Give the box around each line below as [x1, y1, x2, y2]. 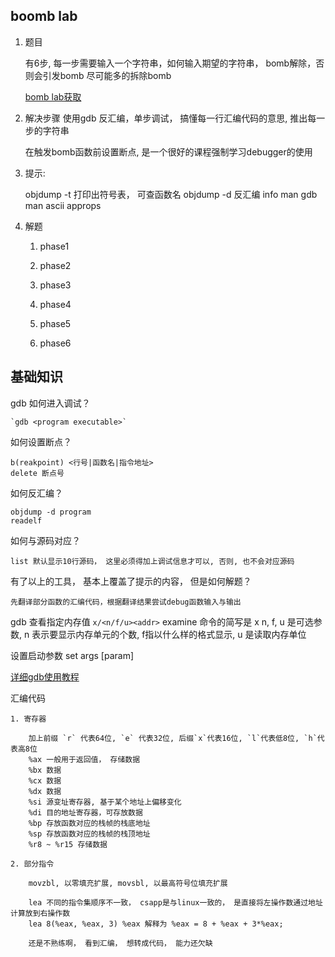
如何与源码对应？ [10, 534, 81, 546]
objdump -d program [10, 507, 92, 517]
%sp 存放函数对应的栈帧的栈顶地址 [28, 829, 151, 839]
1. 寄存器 [10, 714, 47, 724]
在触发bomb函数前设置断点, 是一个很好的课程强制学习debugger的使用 [24, 145, 313, 158]
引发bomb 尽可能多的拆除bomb [42, 69, 172, 81]
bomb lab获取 [24, 90, 82, 103]
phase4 [39, 298, 72, 310]
